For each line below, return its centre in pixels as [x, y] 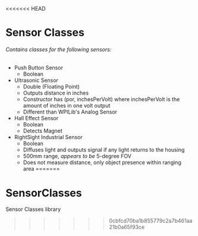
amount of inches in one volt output [67, 106]
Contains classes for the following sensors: [59, 49]
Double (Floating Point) [51, 87]
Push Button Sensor [39, 68]
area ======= [41, 169]
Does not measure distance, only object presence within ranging [102, 162]
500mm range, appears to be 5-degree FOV [77, 156]
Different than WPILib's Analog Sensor [70, 112]
